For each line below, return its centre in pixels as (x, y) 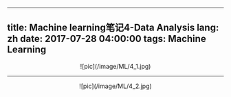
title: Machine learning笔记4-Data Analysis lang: (113, 28)
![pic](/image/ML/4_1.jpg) (115, 66)
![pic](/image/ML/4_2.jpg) (115, 86)
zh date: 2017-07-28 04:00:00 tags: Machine (107, 39)
